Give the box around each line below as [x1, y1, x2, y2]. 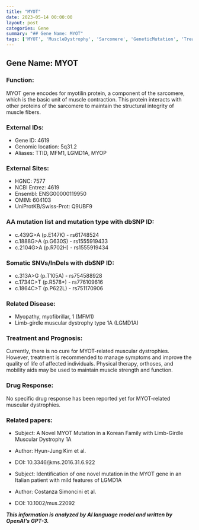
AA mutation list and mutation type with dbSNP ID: [6, 218, 155, 226]
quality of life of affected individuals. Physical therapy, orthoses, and [6, 360, 174, 367]
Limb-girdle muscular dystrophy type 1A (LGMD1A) [14, 319, 139, 326]
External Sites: [6, 164, 49, 172]
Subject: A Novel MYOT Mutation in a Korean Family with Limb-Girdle [14, 430, 184, 437]
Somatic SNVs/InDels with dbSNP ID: [6, 259, 114, 267]
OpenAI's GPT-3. [6, 518, 49, 525]
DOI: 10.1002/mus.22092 [14, 500, 75, 507]
